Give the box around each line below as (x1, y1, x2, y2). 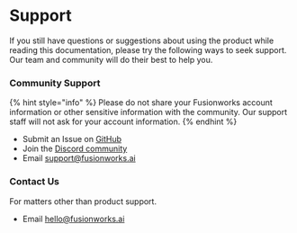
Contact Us (9, 175, 60, 188)
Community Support (9, 76, 101, 89)
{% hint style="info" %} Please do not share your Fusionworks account (9, 97, 273, 108)
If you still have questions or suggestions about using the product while (9, 35, 274, 46)
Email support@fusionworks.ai (22, 153, 137, 164)
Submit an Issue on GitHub (22, 134, 122, 145)
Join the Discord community (22, 143, 128, 154)
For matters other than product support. (9, 195, 157, 207)
